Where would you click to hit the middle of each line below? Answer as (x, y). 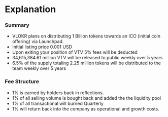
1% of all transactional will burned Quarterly (58, 103)
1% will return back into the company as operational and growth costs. (86, 109)
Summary (17, 25)
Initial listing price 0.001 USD (42, 47)
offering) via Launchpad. (38, 42)
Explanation (30, 9)
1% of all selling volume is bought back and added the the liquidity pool (86, 98)
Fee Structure (22, 82)
